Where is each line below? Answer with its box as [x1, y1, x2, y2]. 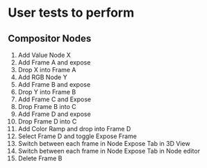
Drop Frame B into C [17, 103, 76, 110]
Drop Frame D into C [17, 117, 77, 126]
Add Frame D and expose [17, 110, 91, 118]
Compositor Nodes [8, 33, 92, 44]
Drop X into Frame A [17, 66, 76, 74]
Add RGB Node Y [17, 73, 68, 81]
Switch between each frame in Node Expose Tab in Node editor [17, 147, 201, 155]
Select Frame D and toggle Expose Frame [17, 132, 138, 140]
